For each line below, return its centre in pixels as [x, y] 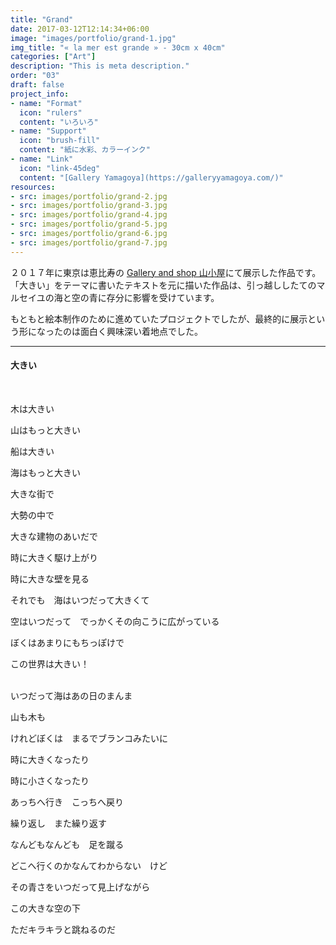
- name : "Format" [46, 103]
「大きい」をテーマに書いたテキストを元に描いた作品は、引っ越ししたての [163, 285]
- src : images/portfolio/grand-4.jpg [89, 215]
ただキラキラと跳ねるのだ [63, 929]
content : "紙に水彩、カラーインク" [85, 150]
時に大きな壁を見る [50, 578]
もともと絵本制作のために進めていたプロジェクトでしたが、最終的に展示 [159, 318]
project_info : [40, 94]
